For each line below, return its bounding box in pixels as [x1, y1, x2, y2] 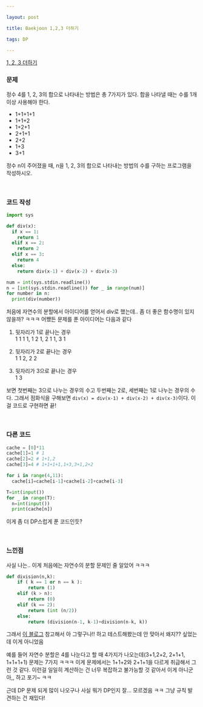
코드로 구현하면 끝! [12, 402, 56, 409]
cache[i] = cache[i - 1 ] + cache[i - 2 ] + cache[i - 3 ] [12, 478, 124, 484]
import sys [6, 212, 34, 218]
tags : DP [6, 36, 28, 43]
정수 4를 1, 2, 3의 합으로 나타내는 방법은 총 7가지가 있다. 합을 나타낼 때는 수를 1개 [6, 91, 198, 98]
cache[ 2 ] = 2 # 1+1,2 [6, 456, 56, 462]
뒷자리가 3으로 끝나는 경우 [15, 367, 77, 375]
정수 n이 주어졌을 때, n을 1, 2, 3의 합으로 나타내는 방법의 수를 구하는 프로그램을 [6, 162, 192, 169]
